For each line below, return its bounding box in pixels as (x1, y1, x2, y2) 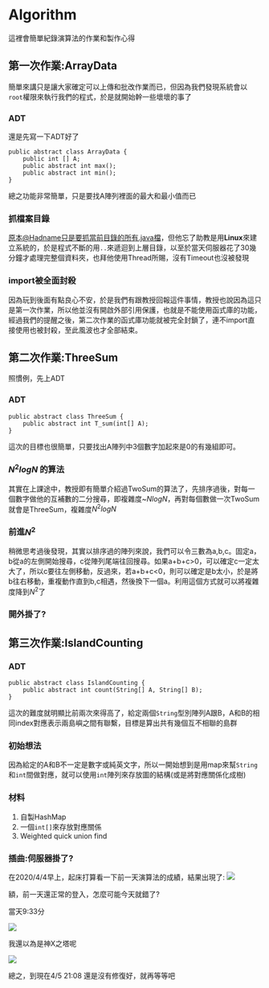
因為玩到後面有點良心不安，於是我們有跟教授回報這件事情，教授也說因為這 (8, 295, 255, 305)
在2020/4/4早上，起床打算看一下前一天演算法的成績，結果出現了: (8, 872, 225, 882)
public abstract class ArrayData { (8, 148, 128, 156)
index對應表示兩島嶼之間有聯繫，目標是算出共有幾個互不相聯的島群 (14, 718, 238, 728)
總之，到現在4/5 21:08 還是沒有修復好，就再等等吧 (8, 971, 176, 981)
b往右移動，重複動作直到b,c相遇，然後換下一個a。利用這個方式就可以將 (8, 576, 246, 586)
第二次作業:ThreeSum (8, 351, 119, 365)
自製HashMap (19, 812, 67, 822)
